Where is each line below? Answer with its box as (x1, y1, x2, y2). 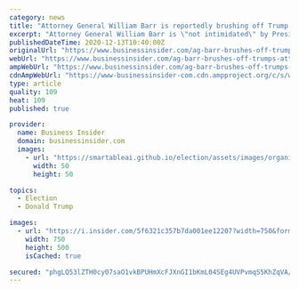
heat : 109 (9, 95, 46, 105)
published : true (9, 104, 69, 113)
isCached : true (25, 251, 82, 261)
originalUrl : (9, 46, 58, 55)
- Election (17, 194, 58, 203)
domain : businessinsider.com (17, 137, 125, 146)
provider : (9, 120, 46, 129)
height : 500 (25, 243, 69, 252)
